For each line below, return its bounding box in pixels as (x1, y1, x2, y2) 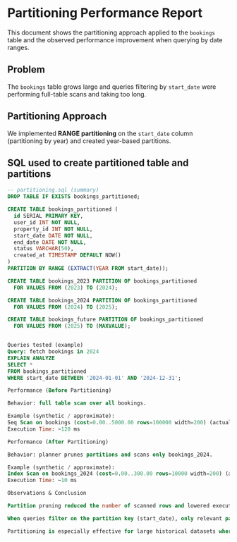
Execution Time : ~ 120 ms (7, 425, 80, 433)
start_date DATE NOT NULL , (13, 232, 93, 239)
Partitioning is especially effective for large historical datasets (7, 527, 217, 535)
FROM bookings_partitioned (7, 368, 87, 375)
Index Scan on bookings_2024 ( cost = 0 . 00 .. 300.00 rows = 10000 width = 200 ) (7, 470, 222, 477)
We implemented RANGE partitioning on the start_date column (7, 129, 193, 137)
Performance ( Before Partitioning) (7, 387, 112, 394)
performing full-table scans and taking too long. (7, 90, 147, 98)
